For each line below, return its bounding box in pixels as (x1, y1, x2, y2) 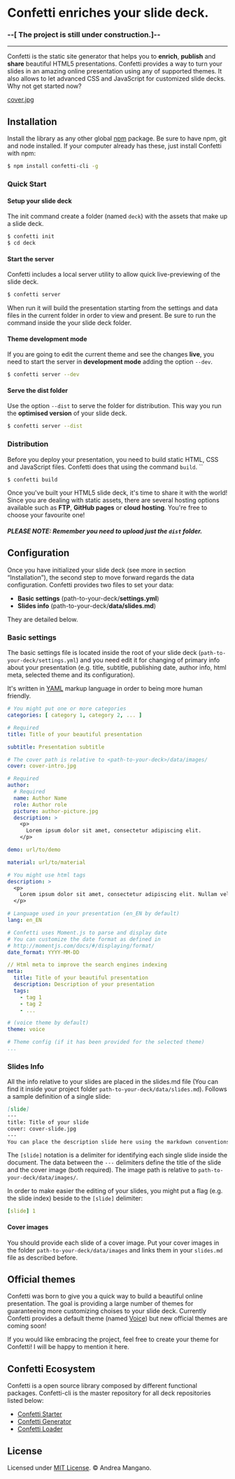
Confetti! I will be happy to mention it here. (7, 1343, 129, 1351)
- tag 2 (20, 1000, 42, 1007)
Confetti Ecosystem (7, 1363, 96, 1375)
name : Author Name (13, 795, 68, 802)
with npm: (7, 149, 36, 158)
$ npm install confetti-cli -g (7, 163, 99, 170)
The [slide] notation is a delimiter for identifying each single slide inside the (7, 1151, 228, 1160)
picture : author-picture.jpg (13, 807, 99, 815)
